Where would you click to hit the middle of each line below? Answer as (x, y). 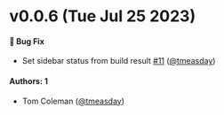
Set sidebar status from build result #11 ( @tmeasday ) (119, 61)
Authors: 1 (29, 80)
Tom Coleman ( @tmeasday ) (73, 101)
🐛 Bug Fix (27, 41)
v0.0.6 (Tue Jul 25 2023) (103, 16)
